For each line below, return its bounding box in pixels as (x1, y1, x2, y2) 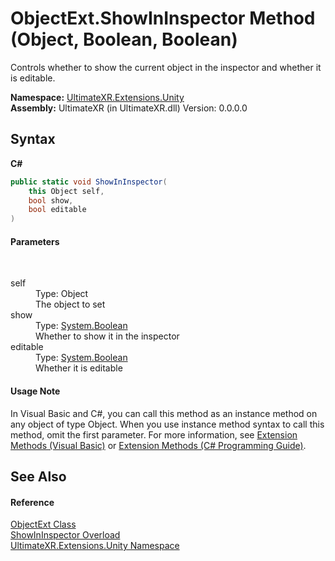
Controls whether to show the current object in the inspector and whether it (10, 61, 322, 73)
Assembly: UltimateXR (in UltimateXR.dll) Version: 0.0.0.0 (10, 102, 248, 114)
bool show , (28, 195, 74, 206)
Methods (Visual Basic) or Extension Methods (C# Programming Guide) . (10, 439, 307, 451)
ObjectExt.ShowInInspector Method (10, 7, 316, 30)
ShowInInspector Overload (10, 529, 121, 541)
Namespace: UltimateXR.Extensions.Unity (10, 91, 185, 103)
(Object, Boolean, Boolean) (10, 28, 238, 51)
